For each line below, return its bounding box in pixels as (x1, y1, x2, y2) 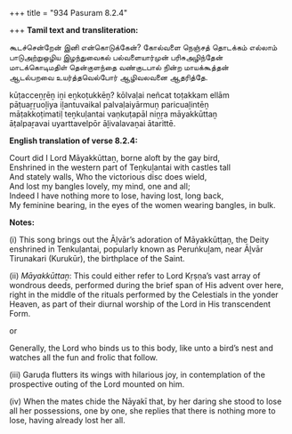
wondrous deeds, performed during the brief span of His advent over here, (9, 280, 284, 290)
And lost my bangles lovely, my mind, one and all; (9, 181, 191, 191)
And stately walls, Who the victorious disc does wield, (9, 172, 207, 181)
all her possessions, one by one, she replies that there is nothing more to (9, 406, 276, 416)
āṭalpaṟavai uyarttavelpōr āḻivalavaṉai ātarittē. (9, 118, 176, 128)
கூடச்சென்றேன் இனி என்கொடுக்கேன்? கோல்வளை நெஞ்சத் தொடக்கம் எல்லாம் (9, 42, 278, 52)
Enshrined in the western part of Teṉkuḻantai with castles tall (9, 162, 231, 173)
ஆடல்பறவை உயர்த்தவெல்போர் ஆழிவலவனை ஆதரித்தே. (9, 72, 208, 83)
